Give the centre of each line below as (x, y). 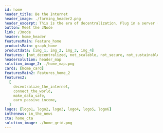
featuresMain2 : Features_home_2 (37, 73)
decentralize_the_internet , (42, 86)
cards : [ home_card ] (24, 69)
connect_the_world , (33, 91)
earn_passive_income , (35, 100)
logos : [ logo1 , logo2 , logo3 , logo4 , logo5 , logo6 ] (58, 109)
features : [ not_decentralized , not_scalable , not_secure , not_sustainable (82, 55)
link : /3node (18, 32)
